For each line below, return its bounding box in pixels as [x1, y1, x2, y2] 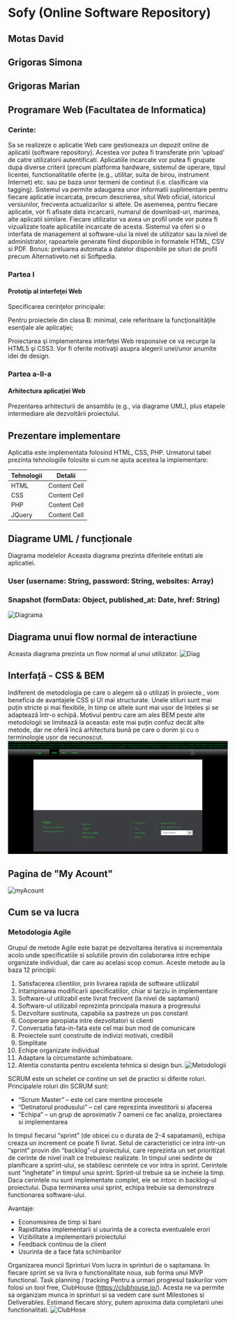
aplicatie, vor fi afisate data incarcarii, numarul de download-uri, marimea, [8, 208, 220, 216]
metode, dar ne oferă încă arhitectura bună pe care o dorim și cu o [8, 725, 199, 734]
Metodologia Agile [8, 927, 72, 937]
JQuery [10, 510, 33, 518]
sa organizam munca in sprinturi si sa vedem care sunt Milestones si [8, 1291, 205, 1299]
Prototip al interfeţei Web [8, 287, 82, 295]
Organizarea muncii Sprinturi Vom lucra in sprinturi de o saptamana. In [8, 1261, 210, 1269]
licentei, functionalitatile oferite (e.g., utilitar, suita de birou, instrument [8, 171, 209, 179]
